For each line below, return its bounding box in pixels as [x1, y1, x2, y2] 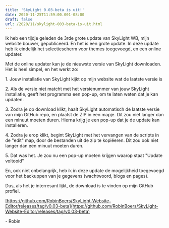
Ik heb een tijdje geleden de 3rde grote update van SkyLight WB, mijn [5, 35, 150, 41]
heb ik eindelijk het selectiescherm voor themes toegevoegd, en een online [5, 46, 161, 52]
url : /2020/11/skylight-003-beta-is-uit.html [5, 21, 102, 27]
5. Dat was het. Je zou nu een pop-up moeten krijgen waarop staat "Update [5, 153, 163, 159]
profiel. [5, 188, 20, 194]
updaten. [5, 97, 24, 103]
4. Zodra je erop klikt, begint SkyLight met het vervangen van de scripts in [5, 132, 159, 138]
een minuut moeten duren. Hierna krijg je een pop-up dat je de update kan [5, 117, 160, 123]
